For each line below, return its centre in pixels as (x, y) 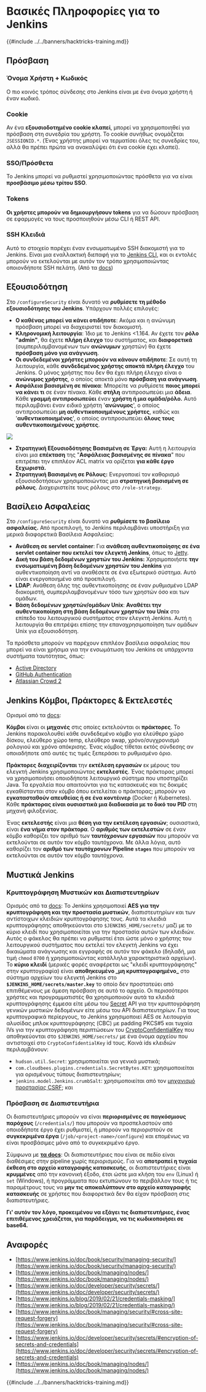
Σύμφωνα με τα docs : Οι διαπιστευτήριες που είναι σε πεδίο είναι (91, 1155)
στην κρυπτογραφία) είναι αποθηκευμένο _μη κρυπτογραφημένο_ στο (98, 971)
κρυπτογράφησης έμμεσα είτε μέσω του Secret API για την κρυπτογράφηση (103, 1004)
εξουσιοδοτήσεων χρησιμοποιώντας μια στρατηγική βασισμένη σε (102, 481)
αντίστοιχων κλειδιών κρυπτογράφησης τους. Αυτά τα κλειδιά (86, 918)
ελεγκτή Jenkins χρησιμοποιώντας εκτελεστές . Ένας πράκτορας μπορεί (100, 772)
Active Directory (36, 668)
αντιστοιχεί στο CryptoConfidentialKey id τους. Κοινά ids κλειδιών (91, 1042)
